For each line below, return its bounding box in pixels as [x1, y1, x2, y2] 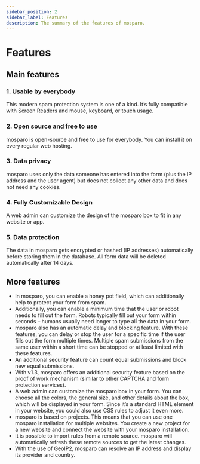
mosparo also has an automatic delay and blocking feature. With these [14, 324, 189, 332]
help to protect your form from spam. [14, 299, 106, 306]
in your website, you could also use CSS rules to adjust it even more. [14, 407, 184, 414]
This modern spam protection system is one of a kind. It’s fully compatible [6, 101, 188, 108]
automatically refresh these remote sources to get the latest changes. [14, 439, 186, 446]
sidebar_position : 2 [6, 8, 58, 15]
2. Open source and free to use [6, 122, 97, 130]
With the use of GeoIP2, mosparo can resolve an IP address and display [14, 445, 192, 452]
